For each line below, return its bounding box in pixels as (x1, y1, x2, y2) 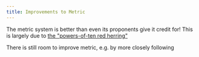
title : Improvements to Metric (6, 8, 86, 15)
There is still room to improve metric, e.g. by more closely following (6, 44, 175, 51)
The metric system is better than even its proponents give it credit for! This (6, 25, 193, 33)
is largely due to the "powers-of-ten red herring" (6, 32, 128, 39)
